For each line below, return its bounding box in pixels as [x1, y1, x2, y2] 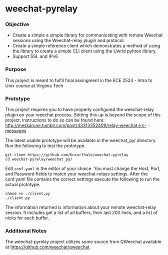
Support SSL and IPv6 [12, 53, 58, 59]
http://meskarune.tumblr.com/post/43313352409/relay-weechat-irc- [5, 122, 146, 128]
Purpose [5, 66, 26, 73]
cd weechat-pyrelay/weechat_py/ [5, 157, 72, 162]
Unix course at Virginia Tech [5, 82, 63, 88]
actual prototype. [5, 181, 41, 187]
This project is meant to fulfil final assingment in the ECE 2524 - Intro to [5, 77, 152, 83]
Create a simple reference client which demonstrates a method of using [12, 43, 160, 49]
